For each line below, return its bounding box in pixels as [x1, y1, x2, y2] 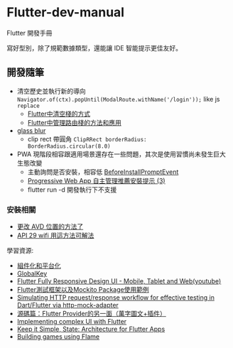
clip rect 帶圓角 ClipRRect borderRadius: [27, 134, 147, 143]
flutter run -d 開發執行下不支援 [27, 185, 117, 194]
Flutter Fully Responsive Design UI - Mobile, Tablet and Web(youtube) [16, 277, 222, 286]
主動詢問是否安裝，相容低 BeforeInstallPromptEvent [27, 168, 179, 176]
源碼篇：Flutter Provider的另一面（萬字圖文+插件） [16, 310, 166, 318]
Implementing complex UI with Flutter [16, 317, 127, 326]
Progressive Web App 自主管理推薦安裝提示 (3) [27, 176, 166, 185]
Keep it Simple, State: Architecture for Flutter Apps [16, 325, 166, 334]
